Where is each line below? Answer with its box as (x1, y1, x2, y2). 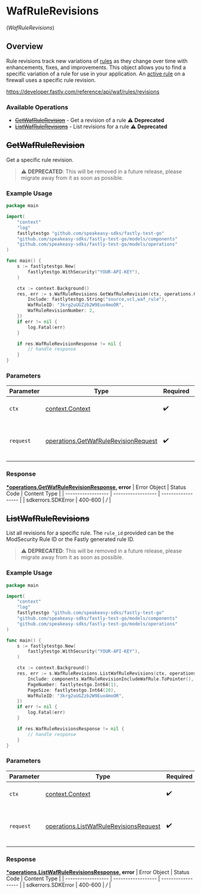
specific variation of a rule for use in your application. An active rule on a (6, 70, 185, 77)
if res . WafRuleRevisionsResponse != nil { (17, 726, 124, 732)
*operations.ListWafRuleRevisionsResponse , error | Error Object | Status (6, 869, 190, 876)
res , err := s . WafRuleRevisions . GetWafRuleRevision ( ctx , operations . (17, 291, 194, 297)
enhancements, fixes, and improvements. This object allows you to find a (6, 64, 187, 71)
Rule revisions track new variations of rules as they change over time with (6, 57, 188, 64)
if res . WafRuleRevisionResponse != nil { (17, 340, 121, 347)
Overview (6, 41, 44, 52)
